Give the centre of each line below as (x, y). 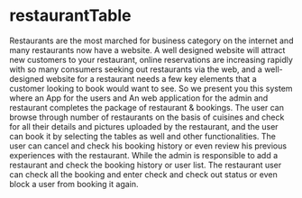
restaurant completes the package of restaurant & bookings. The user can (146, 107)
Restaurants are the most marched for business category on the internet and (151, 40)
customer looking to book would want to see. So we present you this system (151, 88)
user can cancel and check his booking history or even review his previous (148, 146)
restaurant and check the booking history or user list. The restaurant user (146, 165)
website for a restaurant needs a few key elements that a (151, 78)
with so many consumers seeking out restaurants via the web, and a (136, 69)
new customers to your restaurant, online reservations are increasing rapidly (151, 59)
